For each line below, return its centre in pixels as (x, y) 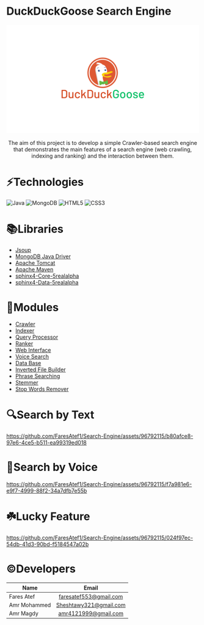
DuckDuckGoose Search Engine (89, 11)
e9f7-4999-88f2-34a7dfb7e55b (47, 491)
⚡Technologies (45, 182)
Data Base (28, 363)
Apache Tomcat (35, 263)
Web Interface (33, 350)
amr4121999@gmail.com (91, 613)
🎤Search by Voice (52, 468)
